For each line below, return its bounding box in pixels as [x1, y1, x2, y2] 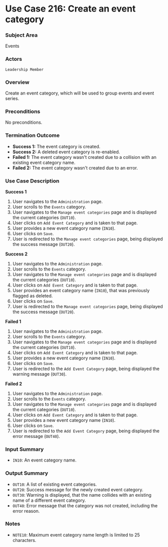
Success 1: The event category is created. [12, 143, 101, 149]
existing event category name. [12, 159, 75, 165]
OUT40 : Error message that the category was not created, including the [12, 502, 158, 508]
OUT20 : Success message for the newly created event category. [12, 486, 143, 493]
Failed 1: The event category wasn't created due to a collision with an [12, 154, 157, 160]
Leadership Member [5, 67, 44, 72]
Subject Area [5, 32, 38, 39]
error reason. [12, 508, 40, 514]
